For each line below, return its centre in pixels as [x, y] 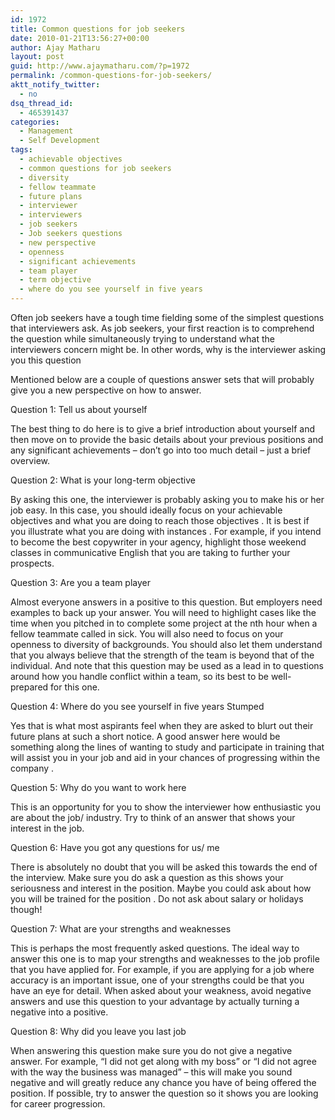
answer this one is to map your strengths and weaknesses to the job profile [165, 959]
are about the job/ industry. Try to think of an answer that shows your [153, 817]
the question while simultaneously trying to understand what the [143, 339]
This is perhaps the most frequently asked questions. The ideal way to [155, 948]
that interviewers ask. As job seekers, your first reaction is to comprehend [162, 328]
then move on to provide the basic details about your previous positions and [167, 439]
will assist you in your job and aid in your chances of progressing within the [165, 757]
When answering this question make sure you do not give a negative [151, 1050]
